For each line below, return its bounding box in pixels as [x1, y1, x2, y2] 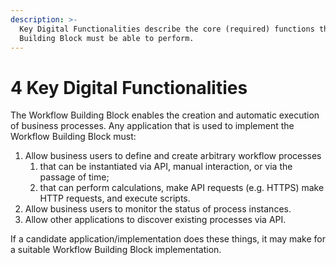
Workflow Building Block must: [10, 131, 137, 143]
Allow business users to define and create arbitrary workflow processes [24, 150, 322, 162]
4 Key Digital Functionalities [10, 76, 248, 99]
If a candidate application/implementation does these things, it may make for [10, 233, 327, 245]
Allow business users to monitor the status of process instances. [24, 203, 292, 215]
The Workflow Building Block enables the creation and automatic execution [10, 109, 320, 121]
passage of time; [39, 171, 110, 183]
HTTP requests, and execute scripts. [39, 192, 191, 205]
